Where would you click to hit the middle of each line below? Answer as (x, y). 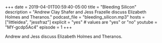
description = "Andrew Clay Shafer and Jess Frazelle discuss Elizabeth (76, 12)
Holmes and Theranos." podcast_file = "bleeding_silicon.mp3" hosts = (75, 17)
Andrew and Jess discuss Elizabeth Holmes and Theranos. (64, 36)
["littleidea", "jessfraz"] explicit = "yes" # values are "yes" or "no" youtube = (81, 22)
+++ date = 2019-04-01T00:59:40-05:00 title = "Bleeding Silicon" (71, 7)
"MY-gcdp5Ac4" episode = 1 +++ (39, 27)
